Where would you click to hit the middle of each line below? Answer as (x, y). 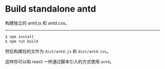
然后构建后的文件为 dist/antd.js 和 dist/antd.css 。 (58, 51)
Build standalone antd (51, 9)
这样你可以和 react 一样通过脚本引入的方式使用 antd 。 (60, 61)
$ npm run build (22, 41)
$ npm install (20, 37)
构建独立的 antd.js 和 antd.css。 (37, 23)
